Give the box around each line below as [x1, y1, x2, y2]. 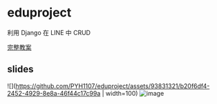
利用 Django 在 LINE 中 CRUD [7, 28, 91, 37]
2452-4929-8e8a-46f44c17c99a [7, 89, 101, 97]
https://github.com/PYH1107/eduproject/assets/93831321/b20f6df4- [15, 81, 210, 90]
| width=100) [102, 89, 138, 97]
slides [7, 63, 34, 75]
